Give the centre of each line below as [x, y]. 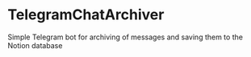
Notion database [35, 45]
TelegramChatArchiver [86, 15]
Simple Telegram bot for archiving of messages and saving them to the [125, 37]
